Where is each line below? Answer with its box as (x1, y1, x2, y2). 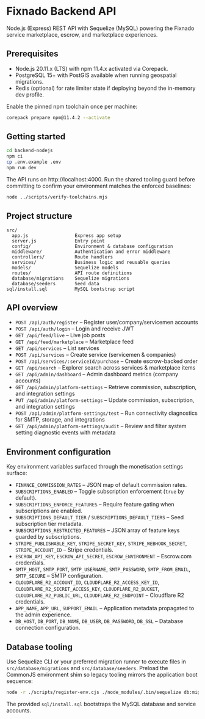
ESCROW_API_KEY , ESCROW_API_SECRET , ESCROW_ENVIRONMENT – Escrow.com (15, 553, 192, 560)
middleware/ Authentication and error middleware (12, 249, 171, 255)
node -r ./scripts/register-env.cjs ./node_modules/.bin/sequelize (6, 689, 182, 696)
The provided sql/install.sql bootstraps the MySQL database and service (6, 700, 196, 707)
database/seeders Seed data (12, 280, 99, 287)
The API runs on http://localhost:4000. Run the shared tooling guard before (6, 175, 195, 183)
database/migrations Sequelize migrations (12, 275, 130, 282)
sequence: (6, 677, 34, 685)
